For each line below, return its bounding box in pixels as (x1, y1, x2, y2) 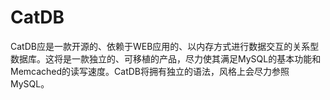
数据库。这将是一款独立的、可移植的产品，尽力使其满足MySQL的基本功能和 (10, 52, 322, 65)
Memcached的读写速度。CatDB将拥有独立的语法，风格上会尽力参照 (10, 65, 290, 77)
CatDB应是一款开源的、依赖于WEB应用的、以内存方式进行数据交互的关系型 (10, 40, 320, 52)
